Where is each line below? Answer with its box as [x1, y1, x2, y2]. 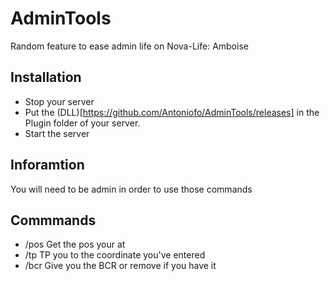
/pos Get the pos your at [24, 238, 126, 251]
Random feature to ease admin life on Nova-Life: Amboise [10, 40, 249, 52]
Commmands [10, 212, 97, 229]
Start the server [24, 127, 90, 139]
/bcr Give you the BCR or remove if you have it [24, 260, 217, 272]
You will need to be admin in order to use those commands [10, 183, 253, 195]
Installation [10, 69, 82, 86]
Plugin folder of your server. [24, 117, 141, 129]
